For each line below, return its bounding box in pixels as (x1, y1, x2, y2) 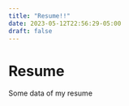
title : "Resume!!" (8, 11, 71, 20)
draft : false (8, 27, 53, 35)
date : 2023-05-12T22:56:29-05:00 (8, 19, 122, 28)
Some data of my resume (8, 88, 93, 98)
